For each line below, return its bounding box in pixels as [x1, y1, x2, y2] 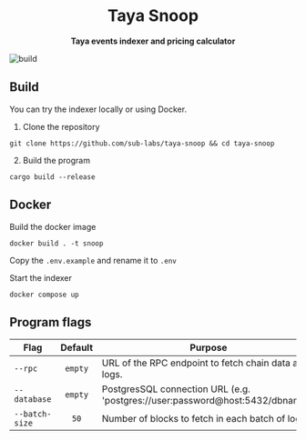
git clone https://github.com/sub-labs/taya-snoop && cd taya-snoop [9, 138, 275, 148]
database [14, 395, 52, 405]
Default [60, 342, 94, 355]
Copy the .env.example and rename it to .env [9, 255, 178, 265]
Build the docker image [9, 221, 97, 232]
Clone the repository [22, 121, 100, 132]
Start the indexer [9, 272, 73, 283]
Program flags [9, 315, 92, 330]
